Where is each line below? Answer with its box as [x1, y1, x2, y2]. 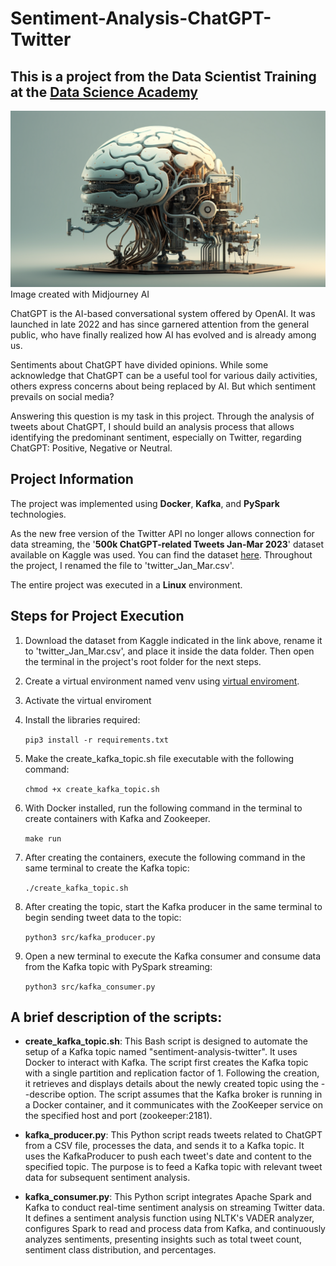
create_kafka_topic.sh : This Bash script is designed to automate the [24, 1035, 308, 1047]
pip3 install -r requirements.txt [24, 735, 169, 745]
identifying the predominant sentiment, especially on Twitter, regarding [10, 432, 302, 444]
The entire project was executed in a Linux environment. [10, 578, 243, 591]
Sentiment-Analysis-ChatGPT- [10, 7, 272, 30]
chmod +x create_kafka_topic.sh [24, 784, 160, 794]
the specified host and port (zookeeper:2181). [24, 1110, 213, 1122]
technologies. [10, 508, 67, 520]
